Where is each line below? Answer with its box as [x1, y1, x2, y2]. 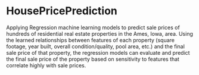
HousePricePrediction [6, 4, 117, 18]
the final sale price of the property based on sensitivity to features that [6, 55, 180, 62]
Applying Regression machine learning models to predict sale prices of [6, 24, 180, 31]
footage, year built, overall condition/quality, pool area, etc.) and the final [6, 43, 185, 50]
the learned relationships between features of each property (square [6, 36, 175, 43]
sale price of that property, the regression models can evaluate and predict [6, 49, 190, 56]
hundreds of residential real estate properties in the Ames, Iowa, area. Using [6, 30, 194, 37]
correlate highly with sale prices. [6, 61, 86, 69]
